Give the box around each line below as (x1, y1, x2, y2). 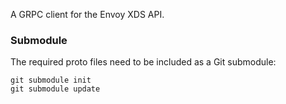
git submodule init (10, 75, 92, 86)
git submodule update (10, 84, 101, 94)
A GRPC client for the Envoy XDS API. (10, 9, 165, 20)
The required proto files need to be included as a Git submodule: (10, 56, 277, 68)
